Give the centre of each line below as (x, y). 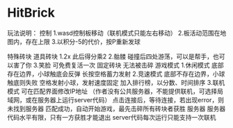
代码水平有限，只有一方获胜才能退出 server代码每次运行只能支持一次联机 (112, 117)
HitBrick (31, 13)
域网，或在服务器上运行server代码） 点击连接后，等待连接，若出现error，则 (116, 99)
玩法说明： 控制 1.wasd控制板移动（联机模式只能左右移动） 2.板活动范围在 (114, 33)
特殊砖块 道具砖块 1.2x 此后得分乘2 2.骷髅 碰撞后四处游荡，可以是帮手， (110, 56)
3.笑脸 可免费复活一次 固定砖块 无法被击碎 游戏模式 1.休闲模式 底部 (128, 65)
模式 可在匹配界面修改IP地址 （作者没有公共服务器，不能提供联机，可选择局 (115, 91)
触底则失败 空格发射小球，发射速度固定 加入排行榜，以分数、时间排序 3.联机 (116, 82)
